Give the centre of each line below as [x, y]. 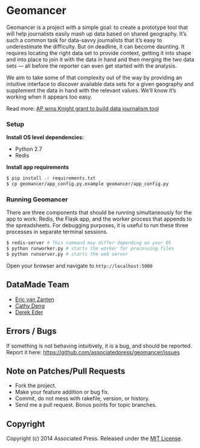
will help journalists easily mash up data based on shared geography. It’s [96, 33]
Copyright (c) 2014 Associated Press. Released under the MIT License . [94, 438]
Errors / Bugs [31, 331]
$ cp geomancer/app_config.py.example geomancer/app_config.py [88, 184]
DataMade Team [38, 285]
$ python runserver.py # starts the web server [67, 255]
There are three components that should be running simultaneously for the [99, 213]
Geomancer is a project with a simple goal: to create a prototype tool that [97, 27]
